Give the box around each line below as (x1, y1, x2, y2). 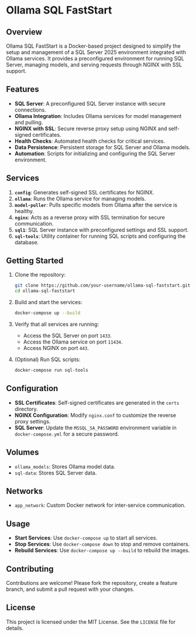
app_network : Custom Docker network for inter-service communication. (14, 502, 186, 509)
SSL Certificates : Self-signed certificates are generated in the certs (14, 399, 180, 406)
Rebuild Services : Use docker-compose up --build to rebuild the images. (14, 547, 190, 554)
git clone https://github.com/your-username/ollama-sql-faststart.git (14, 282, 191, 288)
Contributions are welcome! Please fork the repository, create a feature (6, 580, 177, 586)
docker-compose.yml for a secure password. (14, 430, 119, 438)
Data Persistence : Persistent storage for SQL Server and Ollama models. (14, 143, 191, 150)
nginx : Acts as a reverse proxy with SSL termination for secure (14, 214, 165, 221)
